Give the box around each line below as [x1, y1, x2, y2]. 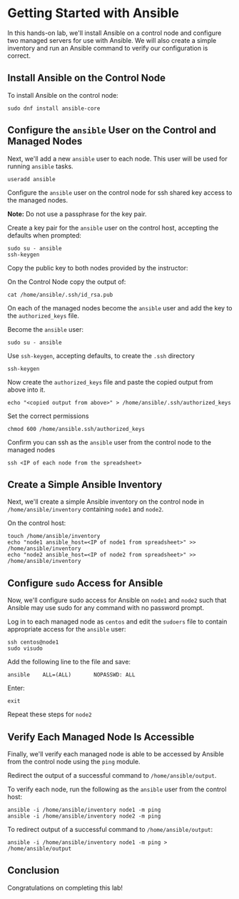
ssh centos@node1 [7, 639, 59, 646]
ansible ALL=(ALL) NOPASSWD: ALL [7, 671, 136, 679]
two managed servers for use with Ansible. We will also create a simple [7, 36, 217, 44]
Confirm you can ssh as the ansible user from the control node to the [7, 437, 212, 447]
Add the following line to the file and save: [7, 658, 131, 666]
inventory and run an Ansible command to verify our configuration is [7, 44, 208, 52]
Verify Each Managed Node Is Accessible [7, 731, 195, 743]
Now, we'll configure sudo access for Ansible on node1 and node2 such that [7, 596, 227, 604]
